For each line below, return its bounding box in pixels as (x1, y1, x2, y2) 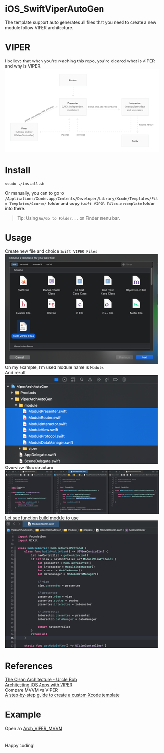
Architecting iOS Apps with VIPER (5, 682, 73, 688)
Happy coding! (5, 742, 35, 748)
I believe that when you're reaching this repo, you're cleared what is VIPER (5, 58, 155, 64)
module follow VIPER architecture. (5, 24, 74, 30)
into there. (5, 205, 26, 211)
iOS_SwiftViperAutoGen (5, 3, 104, 15)
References (5, 660, 53, 672)
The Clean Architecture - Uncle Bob (5, 676, 77, 682)
